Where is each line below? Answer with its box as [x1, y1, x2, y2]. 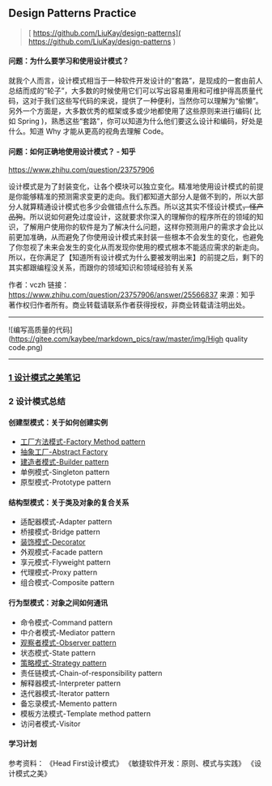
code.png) [8, 343, 43, 352]
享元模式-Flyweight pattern [19, 557, 111, 567]
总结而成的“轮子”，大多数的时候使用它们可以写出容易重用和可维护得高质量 [8, 86, 257, 96]
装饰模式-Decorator [19, 537, 87, 547]
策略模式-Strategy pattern [19, 658, 107, 668]
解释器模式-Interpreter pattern [19, 678, 121, 688]
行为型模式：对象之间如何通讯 [8, 598, 108, 608]
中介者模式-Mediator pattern [19, 627, 116, 637]
